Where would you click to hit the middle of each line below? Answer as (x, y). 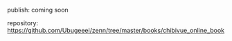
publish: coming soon (38, 10)
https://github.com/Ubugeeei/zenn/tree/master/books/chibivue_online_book (116, 30)
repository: (23, 23)
